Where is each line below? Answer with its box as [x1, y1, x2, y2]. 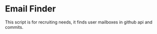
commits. [5, 24, 24, 30]
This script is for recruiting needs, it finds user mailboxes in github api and [5, 19, 153, 25]
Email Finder [5, 3, 56, 14]
